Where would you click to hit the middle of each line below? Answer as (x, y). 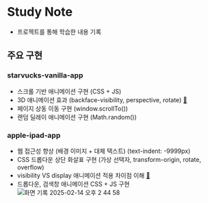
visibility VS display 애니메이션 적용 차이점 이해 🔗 (83, 175)
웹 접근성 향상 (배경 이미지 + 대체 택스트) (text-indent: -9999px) (104, 151)
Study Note (40, 12)
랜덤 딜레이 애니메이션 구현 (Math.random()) (77, 117)
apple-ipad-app (34, 135)
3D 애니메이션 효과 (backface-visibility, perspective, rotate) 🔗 (102, 99)
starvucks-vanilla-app (45, 75)
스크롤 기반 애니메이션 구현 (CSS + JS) (69, 91)
